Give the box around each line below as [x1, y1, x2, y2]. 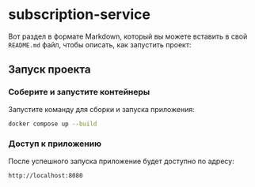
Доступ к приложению [8, 138, 101, 149]
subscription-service [8, 6, 150, 24]
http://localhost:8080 [8, 171, 83, 179]
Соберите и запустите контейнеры [8, 87, 150, 98]
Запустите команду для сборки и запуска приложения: [8, 104, 196, 114]
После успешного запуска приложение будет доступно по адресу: [8, 156, 235, 166]
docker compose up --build [8, 120, 97, 128]
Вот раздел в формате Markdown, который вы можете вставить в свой [8, 32, 248, 41]
